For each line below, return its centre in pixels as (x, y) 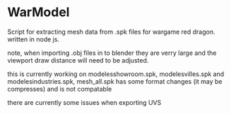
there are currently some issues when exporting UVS (84, 102)
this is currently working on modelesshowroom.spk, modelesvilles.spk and (116, 74)
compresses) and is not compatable (60, 89)
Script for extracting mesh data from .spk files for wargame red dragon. (111, 32)
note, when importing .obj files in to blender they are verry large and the (112, 53)
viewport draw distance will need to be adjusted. (78, 60)
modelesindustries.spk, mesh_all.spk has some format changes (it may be (115, 81)
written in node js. (34, 39)
